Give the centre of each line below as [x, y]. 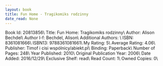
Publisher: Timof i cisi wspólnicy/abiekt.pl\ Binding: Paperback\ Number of [80, 48]
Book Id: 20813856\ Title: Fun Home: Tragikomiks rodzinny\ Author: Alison [80, 33]
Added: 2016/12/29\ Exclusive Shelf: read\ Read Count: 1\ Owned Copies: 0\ [81, 59]
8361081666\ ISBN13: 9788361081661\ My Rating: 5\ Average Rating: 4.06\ [80, 43]
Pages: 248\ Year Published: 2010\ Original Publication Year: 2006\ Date [78, 53]
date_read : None [22, 19]
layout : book [18, 10]
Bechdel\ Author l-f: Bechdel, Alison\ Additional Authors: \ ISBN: [69, 38]
